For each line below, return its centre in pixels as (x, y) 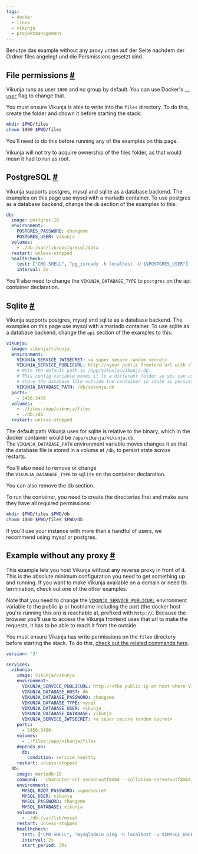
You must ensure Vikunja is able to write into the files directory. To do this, (98, 107)
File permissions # (41, 75)
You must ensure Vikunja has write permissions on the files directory (91, 637)
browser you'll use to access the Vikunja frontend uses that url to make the (97, 619)
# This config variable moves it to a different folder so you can (101, 376)
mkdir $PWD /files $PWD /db (38, 514)
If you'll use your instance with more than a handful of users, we (84, 531)
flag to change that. (42, 96)
